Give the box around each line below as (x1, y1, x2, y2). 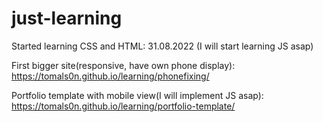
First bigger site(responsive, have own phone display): (11, 59, 236, 71)
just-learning (11, 7, 123, 30)
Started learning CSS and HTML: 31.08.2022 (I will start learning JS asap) (11, 40, 314, 52)
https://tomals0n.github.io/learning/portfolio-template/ (11, 100, 236, 112)
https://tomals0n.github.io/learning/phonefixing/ (11, 70, 210, 82)
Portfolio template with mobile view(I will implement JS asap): (11, 89, 264, 101)
